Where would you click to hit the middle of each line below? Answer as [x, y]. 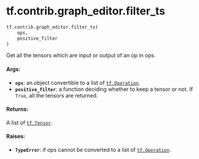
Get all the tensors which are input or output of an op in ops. [81, 55]
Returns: [17, 109]
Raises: [16, 136]
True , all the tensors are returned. [56, 95]
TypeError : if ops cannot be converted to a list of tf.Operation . [93, 150]
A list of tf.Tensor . [30, 122]
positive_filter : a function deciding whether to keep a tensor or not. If [104, 89]
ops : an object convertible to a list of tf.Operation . [77, 83]
